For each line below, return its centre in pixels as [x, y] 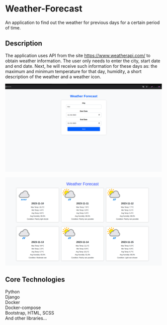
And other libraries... [26, 318]
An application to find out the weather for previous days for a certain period [83, 22]
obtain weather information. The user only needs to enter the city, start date [83, 61]
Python [12, 292]
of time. [13, 27]
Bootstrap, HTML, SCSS [30, 313]
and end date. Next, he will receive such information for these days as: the [81, 66]
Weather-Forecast [44, 9]
